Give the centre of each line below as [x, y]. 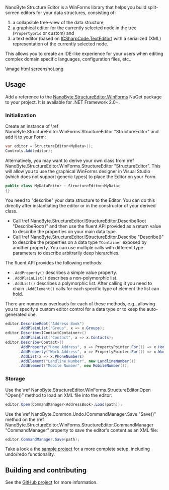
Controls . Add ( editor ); [29, 151]
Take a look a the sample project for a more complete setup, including [77, 449]
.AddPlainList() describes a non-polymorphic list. [65, 278]
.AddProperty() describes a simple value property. [65, 273]
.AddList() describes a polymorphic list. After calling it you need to [82, 283]
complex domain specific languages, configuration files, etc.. [68, 59]
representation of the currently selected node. [60, 44]
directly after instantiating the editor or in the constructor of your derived [80, 205]
